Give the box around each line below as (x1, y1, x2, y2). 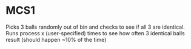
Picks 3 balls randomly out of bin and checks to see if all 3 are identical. (5, 23, 186, 30)
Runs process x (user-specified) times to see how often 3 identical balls (5, 29, 186, 36)
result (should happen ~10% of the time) (5, 36, 107, 43)
